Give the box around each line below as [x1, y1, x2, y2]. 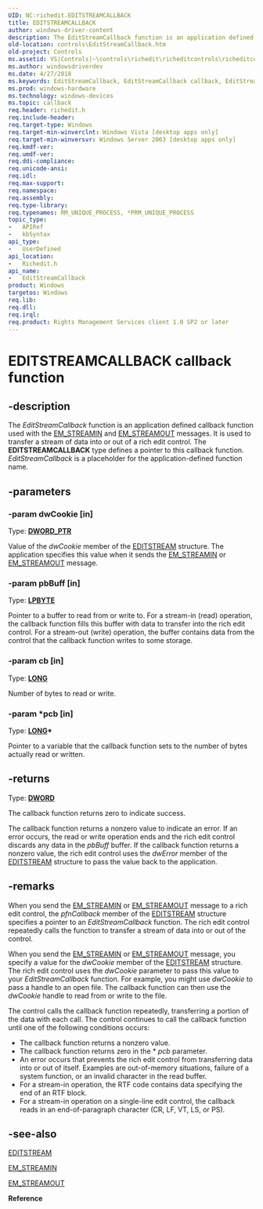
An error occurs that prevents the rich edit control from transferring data [19, 1054, 253, 1064]
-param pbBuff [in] [8, 578, 81, 589]
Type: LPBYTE [8, 596, 56, 605]
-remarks [8, 880, 55, 893]
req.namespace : [8, 186, 58, 195]
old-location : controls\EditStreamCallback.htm [8, 41, 167, 49]
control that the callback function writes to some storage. [8, 636, 193, 645]
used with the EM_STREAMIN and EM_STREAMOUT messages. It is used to [8, 429, 251, 438]
